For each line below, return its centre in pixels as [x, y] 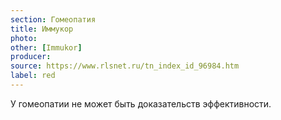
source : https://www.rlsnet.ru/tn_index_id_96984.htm [125, 66]
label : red [33, 76]
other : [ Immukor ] [46, 47]
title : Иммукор [42, 29]
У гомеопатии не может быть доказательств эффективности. [141, 103]
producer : [31, 57]
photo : [24, 38]
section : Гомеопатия [53, 19]
